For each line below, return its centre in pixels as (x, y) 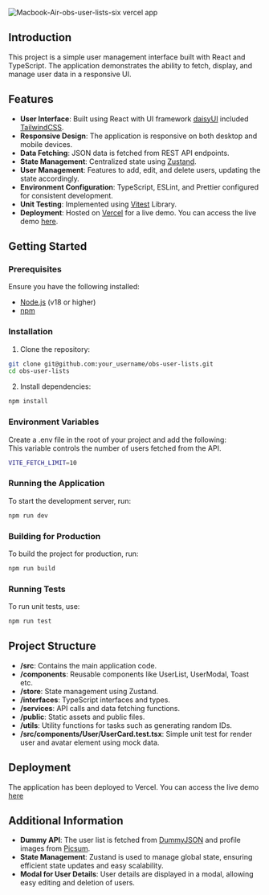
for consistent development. (67, 195)
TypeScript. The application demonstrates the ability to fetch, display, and (130, 65)
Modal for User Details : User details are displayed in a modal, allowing (137, 874)
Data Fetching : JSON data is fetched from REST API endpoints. (125, 153)
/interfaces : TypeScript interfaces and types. (95, 700)
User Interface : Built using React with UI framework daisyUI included (134, 119)
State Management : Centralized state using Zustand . (108, 161)
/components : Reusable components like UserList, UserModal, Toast (134, 674)
